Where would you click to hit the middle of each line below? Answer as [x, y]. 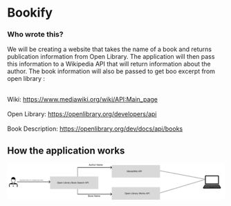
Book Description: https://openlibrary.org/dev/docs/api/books [95, 129]
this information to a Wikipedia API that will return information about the [109, 64]
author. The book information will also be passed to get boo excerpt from [111, 71]
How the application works [66, 150]
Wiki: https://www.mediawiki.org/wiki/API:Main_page [82, 100]
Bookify [30, 13]
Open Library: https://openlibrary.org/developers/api [82, 114]
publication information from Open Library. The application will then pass [111, 57]
